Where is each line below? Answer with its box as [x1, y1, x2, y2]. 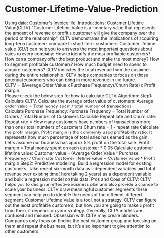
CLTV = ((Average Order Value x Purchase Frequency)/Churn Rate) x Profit [5, 82, 156, 88]
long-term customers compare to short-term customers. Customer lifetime [5, 40, 156, 46]
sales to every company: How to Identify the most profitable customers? [5, 51, 151, 57]
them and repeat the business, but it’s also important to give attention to [5, 223, 150, 229]
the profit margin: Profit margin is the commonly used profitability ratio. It [5, 129, 152, 135]
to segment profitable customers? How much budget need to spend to [5, 61, 147, 67]
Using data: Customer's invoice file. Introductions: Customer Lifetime [5, 20, 144, 26]
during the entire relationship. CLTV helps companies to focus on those [5, 72, 149, 78]
